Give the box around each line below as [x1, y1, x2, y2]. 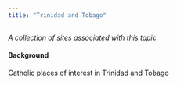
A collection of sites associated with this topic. [8, 33, 159, 42]
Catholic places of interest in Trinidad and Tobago [8, 68, 170, 77]
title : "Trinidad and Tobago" [8, 11, 107, 19]
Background [8, 51, 49, 60]
